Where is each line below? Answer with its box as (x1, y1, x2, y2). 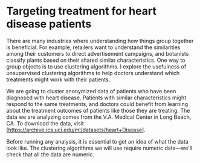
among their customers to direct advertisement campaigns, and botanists (6, 50, 189, 57)
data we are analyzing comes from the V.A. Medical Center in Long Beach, (6, 113, 192, 121)
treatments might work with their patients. (6, 76, 111, 83)
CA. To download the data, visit (6, 119, 85, 127)
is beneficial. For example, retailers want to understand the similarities (6, 44, 181, 51)
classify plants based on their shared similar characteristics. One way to (6, 56, 185, 64)
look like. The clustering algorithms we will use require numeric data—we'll (6, 144, 193, 151)
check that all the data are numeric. (6, 150, 95, 158)
